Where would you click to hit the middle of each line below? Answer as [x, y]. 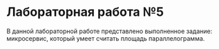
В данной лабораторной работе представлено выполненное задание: [109, 31]
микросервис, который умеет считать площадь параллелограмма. [106, 38]
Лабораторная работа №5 [85, 12]
